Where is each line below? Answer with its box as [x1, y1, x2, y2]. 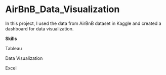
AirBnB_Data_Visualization [5, 4, 120, 15]
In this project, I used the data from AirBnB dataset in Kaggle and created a [5, 20, 161, 26]
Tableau [5, 45, 22, 51]
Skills [5, 35, 17, 42]
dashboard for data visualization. [5, 25, 74, 31]
